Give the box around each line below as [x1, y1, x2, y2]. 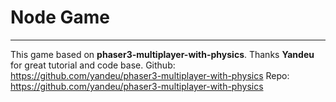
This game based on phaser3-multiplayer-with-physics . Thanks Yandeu [10, 48, 315, 60]
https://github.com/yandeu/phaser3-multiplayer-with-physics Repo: [10, 69, 290, 81]
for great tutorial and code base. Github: [10, 59, 176, 71]
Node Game [10, 6, 110, 29]
